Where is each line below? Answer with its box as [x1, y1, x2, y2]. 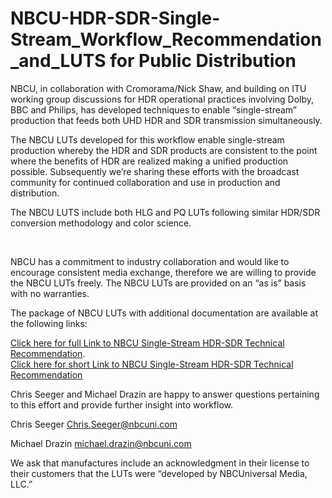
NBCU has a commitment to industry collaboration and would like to [10, 255, 290, 267]
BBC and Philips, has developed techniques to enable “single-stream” [10, 103, 298, 116]
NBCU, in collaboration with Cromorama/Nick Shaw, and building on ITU [10, 82, 307, 94]
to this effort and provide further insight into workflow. [10, 398, 234, 411]
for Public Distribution [109, 50, 297, 72]
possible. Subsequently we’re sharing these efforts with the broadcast [10, 165, 300, 177]
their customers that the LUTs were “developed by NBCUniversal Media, [10, 467, 308, 479]
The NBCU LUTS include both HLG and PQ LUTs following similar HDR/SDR [10, 206, 321, 218]
